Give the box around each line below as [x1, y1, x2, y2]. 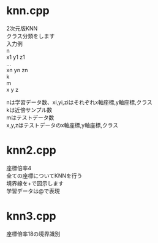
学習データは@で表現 [6, 187, 60, 195]
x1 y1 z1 [6, 53, 26, 61]
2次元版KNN [6, 24, 38, 32]
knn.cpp [6, 4, 50, 18]
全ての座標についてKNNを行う [6, 172, 83, 179]
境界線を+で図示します [6, 179, 64, 187]
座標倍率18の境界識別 [6, 230, 61, 237]
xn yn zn [6, 66, 28, 73]
